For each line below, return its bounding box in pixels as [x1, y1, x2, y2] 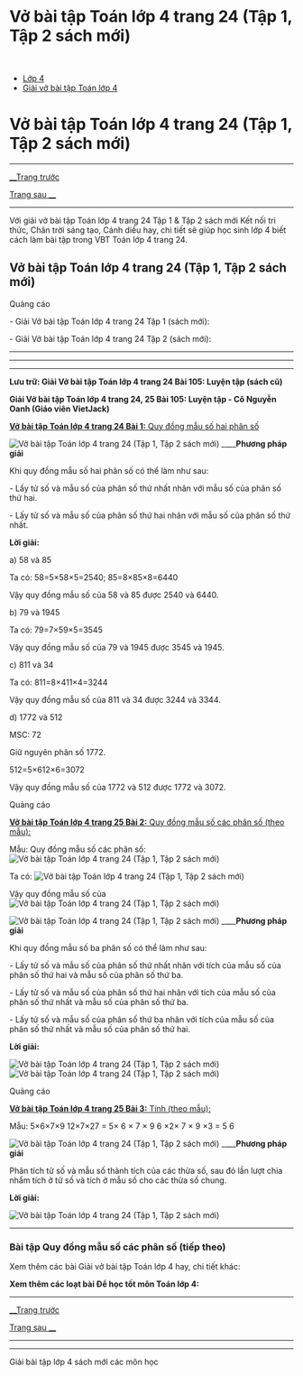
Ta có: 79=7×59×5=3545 [9, 624, 104, 635]
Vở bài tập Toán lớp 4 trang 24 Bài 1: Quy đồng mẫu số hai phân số [9, 420, 260, 431]
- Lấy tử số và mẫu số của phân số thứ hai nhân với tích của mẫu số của [9, 986, 277, 998]
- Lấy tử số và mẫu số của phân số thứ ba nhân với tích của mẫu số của [9, 1013, 275, 1025]
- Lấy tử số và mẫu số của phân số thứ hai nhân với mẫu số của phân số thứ [9, 510, 291, 521]
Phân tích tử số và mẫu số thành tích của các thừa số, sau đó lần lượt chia [9, 1165, 283, 1176]
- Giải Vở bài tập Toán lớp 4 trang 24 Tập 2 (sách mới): [9, 333, 212, 344]
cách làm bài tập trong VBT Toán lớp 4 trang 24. [9, 234, 188, 245]
